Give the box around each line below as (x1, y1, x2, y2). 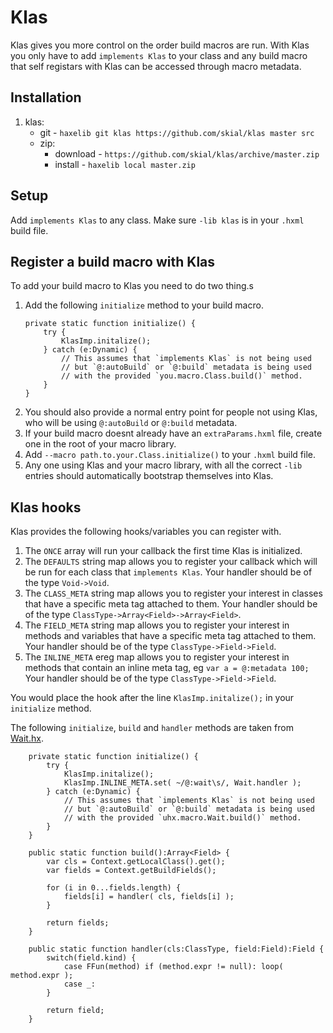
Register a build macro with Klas (10, 253, 216, 270)
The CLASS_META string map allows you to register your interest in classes (24, 587, 323, 600)
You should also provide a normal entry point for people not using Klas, (24, 406, 318, 418)
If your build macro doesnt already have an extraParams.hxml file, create (24, 427, 323, 440)
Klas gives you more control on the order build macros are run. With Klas (10, 39, 310, 51)
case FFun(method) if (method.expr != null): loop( (63, 962, 284, 972)
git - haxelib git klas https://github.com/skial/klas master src (39, 126, 315, 138)
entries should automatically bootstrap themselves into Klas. (24, 470, 274, 482)
